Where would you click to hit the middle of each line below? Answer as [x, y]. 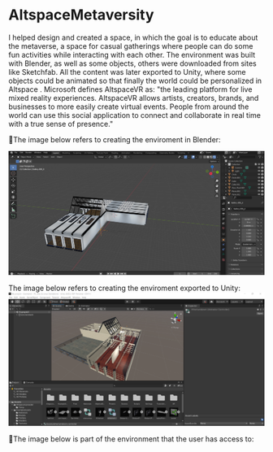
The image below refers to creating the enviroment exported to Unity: [125, 288]
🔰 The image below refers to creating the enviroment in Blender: [115, 139]
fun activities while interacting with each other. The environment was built [132, 54]
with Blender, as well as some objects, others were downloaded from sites [133, 63]
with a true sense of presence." [61, 124]
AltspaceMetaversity [81, 15]
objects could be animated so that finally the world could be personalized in [135, 80]
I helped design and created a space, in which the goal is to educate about [133, 37]
